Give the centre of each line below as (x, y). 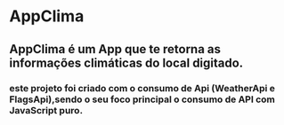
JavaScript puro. (46, 110)
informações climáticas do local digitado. (126, 62)
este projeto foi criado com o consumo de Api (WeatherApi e (142, 88)
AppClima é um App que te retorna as (115, 49)
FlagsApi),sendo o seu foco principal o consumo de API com (142, 99)
